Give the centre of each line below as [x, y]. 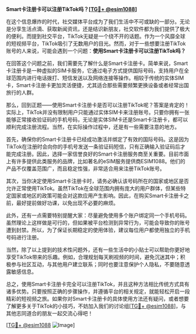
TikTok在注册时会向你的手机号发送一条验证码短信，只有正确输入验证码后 [93, 147]
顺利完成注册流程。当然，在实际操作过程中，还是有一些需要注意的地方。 [93, 127]
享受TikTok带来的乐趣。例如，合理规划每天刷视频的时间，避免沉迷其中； [93, 257]
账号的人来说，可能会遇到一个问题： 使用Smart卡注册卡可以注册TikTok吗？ [96, 51]
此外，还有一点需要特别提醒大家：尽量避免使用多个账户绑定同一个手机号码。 [98, 215]
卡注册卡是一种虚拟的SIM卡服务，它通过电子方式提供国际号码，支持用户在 [95, 70]
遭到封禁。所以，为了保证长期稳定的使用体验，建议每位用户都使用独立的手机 [98, 230]
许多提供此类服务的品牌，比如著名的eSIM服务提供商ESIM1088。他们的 [101, 161]
